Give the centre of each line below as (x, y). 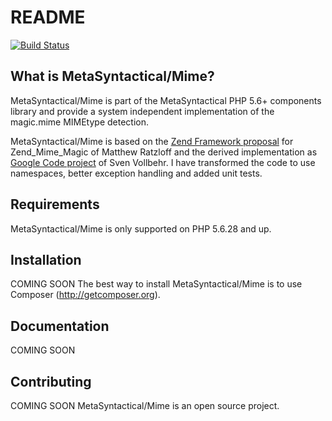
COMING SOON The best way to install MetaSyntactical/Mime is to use (156, 284)
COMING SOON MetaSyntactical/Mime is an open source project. (145, 405)
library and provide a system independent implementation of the (142, 111)
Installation (46, 259)
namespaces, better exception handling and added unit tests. (136, 173)
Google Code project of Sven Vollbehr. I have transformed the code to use (163, 162)
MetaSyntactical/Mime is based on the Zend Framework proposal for (152, 141)
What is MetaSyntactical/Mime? (112, 76)
